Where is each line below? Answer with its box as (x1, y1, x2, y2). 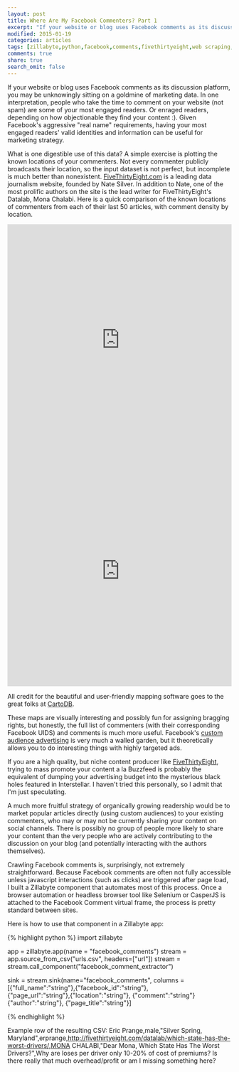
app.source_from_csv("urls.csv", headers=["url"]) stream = (7, 954, 181, 963)
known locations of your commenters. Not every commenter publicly (7, 157, 209, 166)
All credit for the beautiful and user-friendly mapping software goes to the (7, 692, 224, 700)
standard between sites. (7, 906, 78, 914)
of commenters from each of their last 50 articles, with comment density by (7, 202, 229, 210)
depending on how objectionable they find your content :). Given (7, 113, 197, 122)
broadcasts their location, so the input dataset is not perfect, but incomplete (7, 164, 230, 173)
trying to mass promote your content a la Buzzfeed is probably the (7, 765, 202, 773)
